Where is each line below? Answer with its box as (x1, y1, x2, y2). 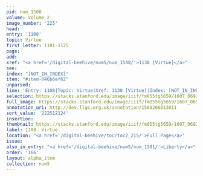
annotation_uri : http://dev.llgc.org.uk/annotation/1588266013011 (6, 104, 177, 111)
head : (6, 25, 20, 32)
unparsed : (6, 82, 31, 88)
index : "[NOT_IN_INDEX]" (6, 71, 69, 77)
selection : (6, 93, 34, 99)
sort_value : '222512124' (6, 110, 69, 116)
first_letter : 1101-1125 (6, 43, 69, 49)
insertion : (6, 116, 34, 122)
